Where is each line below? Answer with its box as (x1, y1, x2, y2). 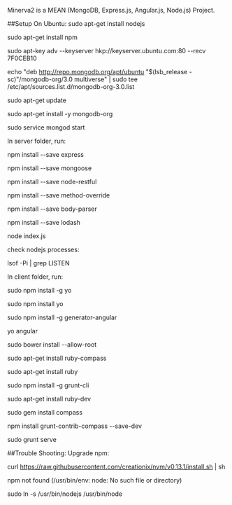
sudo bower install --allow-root (7, 340, 97, 349)
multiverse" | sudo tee (74, 75, 138, 83)
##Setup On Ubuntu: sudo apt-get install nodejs (7, 20, 145, 27)
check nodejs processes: (7, 245, 80, 254)
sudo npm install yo (7, 300, 64, 307)
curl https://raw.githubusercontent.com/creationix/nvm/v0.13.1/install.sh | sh (7, 462, 226, 471)
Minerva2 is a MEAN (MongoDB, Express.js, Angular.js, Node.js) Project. (7, 6, 215, 14)
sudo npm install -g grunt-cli (7, 381, 89, 389)
